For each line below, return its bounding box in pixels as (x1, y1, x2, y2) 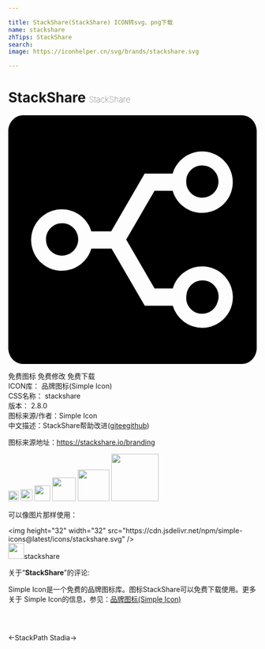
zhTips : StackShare (8, 33, 73, 41)
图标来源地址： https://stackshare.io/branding (8, 437, 155, 447)
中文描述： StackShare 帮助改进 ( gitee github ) (8, 421, 150, 430)
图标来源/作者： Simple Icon (8, 411, 98, 421)
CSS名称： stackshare (8, 392, 81, 401)
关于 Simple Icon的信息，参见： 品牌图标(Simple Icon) (8, 595, 181, 604)
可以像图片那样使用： (8, 510, 77, 520)
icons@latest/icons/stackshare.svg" (8, 535, 125, 544)
